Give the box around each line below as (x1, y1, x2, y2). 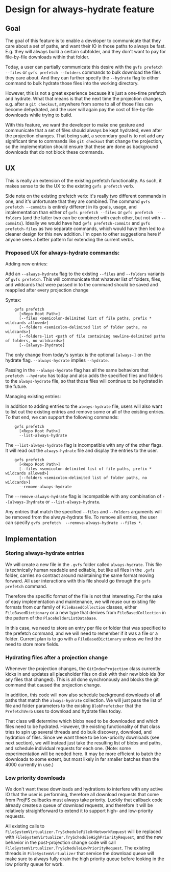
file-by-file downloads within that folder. (5, 54, 90, 60)
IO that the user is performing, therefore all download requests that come (5, 792, 159, 798)
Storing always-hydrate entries (5, 550, 84, 557)
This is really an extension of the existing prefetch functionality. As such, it (5, 177, 162, 183)
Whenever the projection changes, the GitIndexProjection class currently (5, 666, 161, 672)
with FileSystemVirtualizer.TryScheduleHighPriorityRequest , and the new (5, 834, 163, 840)
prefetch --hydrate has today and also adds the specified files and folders (5, 372, 163, 379)
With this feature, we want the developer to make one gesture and (5, 122, 144, 128)
